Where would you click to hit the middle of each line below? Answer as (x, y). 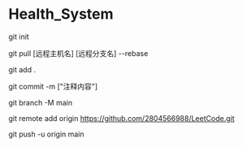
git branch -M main (41, 102)
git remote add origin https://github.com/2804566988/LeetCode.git (121, 118)
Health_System (61, 14)
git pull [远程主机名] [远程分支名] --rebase (78, 53)
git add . (22, 69)
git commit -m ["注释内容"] (53, 86)
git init (19, 37)
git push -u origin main (46, 134)
